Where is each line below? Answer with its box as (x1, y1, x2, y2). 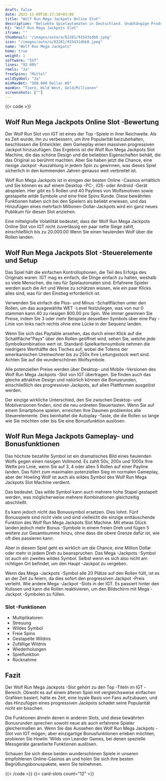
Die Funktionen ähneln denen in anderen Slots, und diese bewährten (5, 715, 144, 721)
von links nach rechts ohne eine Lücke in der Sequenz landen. (16, 321, 142, 327)
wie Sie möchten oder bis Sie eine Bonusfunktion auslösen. (5, 418, 126, 424)
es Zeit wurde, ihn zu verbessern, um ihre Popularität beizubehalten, (5, 136, 145, 142)
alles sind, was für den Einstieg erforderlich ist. (5, 290, 101, 296)
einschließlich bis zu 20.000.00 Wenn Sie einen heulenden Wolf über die (5, 229, 153, 235)
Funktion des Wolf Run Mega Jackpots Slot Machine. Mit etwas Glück (5, 520, 147, 525)
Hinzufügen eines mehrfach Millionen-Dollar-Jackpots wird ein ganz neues (5, 204, 158, 210)
